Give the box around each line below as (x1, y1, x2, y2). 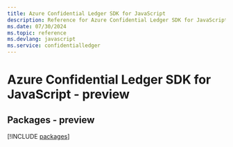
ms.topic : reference (7, 29, 67, 37)
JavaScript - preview (7, 87, 130, 102)
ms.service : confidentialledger (7, 42, 101, 49)
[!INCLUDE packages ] (7, 133, 70, 140)
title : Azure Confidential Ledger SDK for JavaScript (7, 10, 166, 17)
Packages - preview (7, 114, 95, 126)
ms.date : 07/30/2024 (7, 23, 67, 30)
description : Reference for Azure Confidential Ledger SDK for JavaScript (7, 17, 228, 23)
